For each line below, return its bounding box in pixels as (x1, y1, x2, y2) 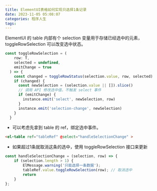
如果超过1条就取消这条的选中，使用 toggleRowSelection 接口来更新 (12, 144, 148, 150)
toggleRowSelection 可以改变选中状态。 (5, 41, 86, 47)
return (23, 172, 36, 177)
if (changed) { (14, 78, 45, 84)
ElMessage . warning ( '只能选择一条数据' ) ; (23, 163, 101, 168)
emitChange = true (14, 64, 52, 69)
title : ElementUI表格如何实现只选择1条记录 (5, 7, 87, 12)
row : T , (14, 56, 30, 61)
